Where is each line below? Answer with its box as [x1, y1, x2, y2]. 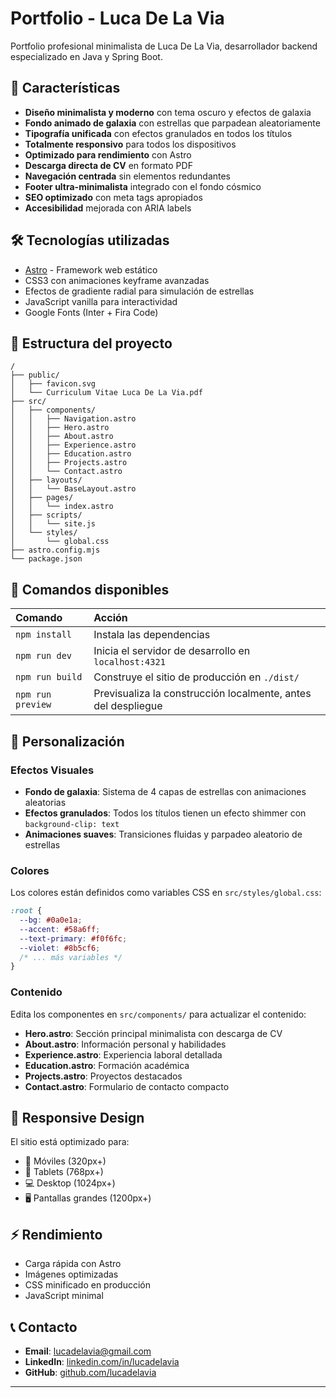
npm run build [15, 672, 83, 683]
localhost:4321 [93, 657, 166, 668]
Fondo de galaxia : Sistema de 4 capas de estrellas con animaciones [24, 785, 307, 797]
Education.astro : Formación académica [24, 1059, 190, 1071]
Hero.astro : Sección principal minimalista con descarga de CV [24, 1027, 283, 1039]
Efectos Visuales [10, 763, 95, 777]
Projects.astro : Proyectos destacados [24, 1070, 183, 1082]
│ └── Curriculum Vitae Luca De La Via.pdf [10, 388, 203, 398]
